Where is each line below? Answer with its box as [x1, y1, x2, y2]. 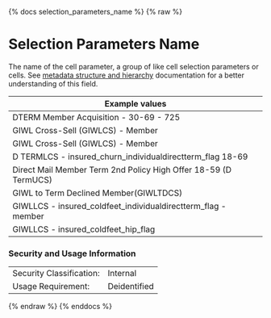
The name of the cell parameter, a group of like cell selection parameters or [8, 61, 260, 71]
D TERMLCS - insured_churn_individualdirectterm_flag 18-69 [12, 151, 248, 162]
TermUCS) [12, 174, 52, 185]
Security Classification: [12, 268, 100, 279]
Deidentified [107, 281, 155, 292]
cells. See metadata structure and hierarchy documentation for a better [8, 70, 244, 80]
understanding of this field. [8, 78, 98, 88]
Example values [104, 98, 167, 109]
